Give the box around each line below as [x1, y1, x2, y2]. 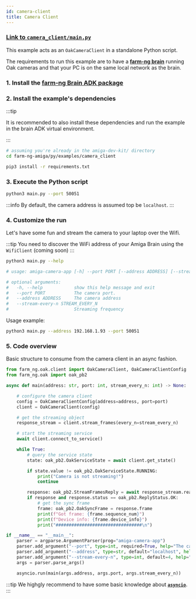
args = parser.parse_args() [16, 559, 85, 566]
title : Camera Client [6, 14, 59, 20]
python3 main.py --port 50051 [6, 191, 80, 196]
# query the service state [27, 452, 93, 458]
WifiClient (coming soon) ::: [6, 247, 75, 254]
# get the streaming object [16, 414, 85, 421]
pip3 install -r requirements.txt [6, 164, 90, 169]
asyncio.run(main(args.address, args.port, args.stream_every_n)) [16, 570, 181, 576]
